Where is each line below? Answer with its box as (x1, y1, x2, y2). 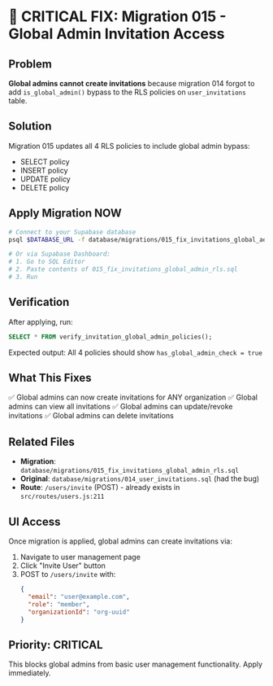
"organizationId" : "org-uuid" (28, 608, 130, 616)
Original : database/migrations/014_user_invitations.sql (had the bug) (19, 474, 260, 483)
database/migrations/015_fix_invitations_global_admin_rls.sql (19, 467, 240, 475)
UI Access (8, 514, 61, 528)
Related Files (8, 435, 76, 448)
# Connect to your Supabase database (8, 228, 136, 236)
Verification (8, 295, 70, 309)
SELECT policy (19, 156, 71, 166)
